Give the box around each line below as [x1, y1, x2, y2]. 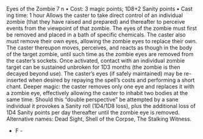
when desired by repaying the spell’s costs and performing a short [28, 76, 195, 84]
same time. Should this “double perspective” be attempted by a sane [6, 96, 179, 103]
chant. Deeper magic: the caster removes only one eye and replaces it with [6, 83, 195, 90]
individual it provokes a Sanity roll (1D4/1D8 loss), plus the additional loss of [6, 102, 196, 109]
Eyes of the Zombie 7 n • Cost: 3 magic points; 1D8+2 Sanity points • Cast [6, 5, 193, 12]
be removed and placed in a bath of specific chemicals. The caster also [6, 31, 186, 38]
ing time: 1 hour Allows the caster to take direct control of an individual [6, 12, 183, 19]
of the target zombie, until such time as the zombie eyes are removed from [6, 51, 194, 57]
